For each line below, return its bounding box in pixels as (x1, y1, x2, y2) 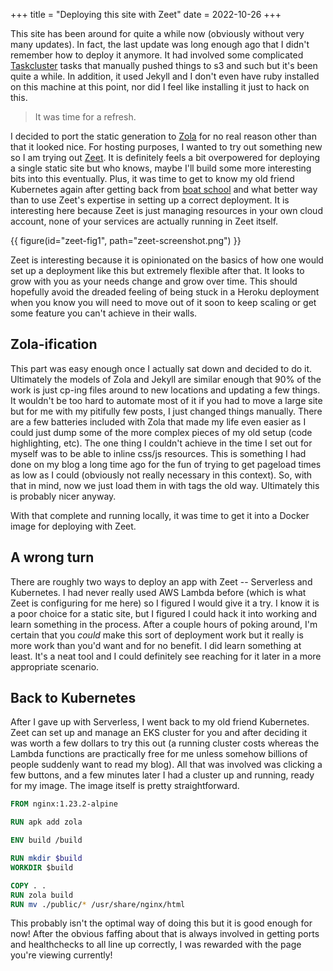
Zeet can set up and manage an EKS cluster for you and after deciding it (10, 727, 308, 739)
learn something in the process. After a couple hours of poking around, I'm (10, 618, 318, 630)
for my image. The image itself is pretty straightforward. (10, 780, 240, 792)
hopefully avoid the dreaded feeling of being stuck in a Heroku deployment (10, 286, 320, 298)
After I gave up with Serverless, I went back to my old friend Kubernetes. (10, 716, 310, 728)
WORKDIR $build (10, 862, 74, 873)
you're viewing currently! (10, 949, 113, 961)
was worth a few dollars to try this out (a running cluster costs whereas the (10, 737, 320, 749)
